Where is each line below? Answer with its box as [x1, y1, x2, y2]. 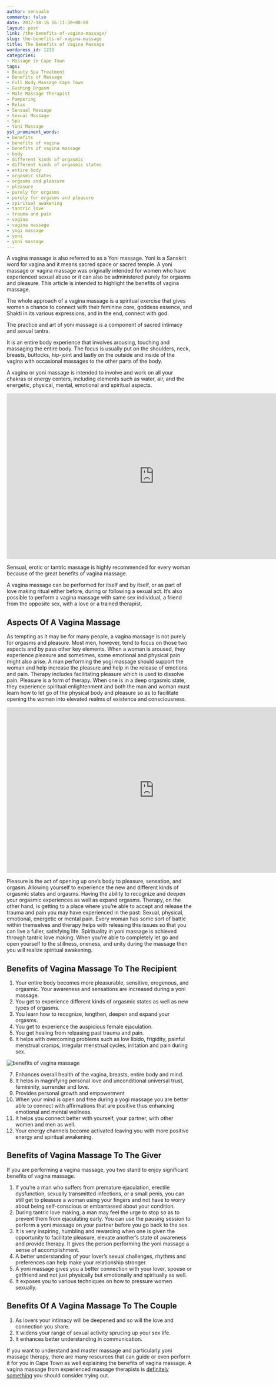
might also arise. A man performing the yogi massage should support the [6, 658, 184, 665]
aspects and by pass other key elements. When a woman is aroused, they [6, 645, 185, 652]
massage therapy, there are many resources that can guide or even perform [6, 1353, 191, 1360]
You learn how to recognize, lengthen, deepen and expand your [15, 1010, 170, 1018]
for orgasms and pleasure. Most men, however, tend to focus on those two [6, 640, 188, 647]
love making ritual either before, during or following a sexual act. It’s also [6, 588, 182, 595]
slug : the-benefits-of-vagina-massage [6, 36, 102, 42]
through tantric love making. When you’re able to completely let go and [6, 934, 179, 941]
